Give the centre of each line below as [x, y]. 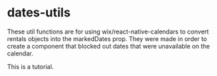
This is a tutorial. [30, 66]
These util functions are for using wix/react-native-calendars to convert [108, 31]
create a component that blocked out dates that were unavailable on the [108, 46]
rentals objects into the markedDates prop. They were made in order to [107, 38]
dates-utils [39, 13]
